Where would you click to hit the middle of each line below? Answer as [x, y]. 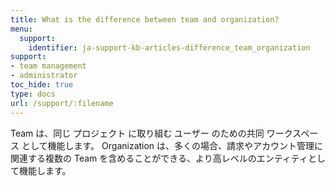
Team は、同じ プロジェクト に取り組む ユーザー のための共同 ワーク [151, 133]
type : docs [33, 94]
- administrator [44, 76]
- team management [48, 66]
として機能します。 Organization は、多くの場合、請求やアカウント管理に [172, 145]
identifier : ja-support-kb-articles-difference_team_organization [169, 47]
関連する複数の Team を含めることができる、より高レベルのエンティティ [159, 158]
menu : [21, 29]
